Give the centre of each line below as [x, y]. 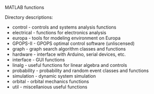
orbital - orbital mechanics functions [50, 81]
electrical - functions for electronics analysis [59, 32]
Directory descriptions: [29, 17]
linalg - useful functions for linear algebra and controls [70, 65]
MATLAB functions [25, 7]
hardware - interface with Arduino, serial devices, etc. [69, 54]
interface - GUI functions [38, 60]
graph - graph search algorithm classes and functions [69, 49]
